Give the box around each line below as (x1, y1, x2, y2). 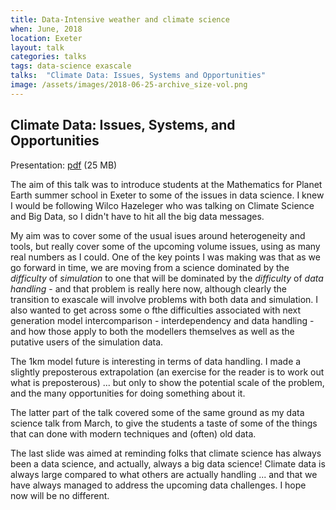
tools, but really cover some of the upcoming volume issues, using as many (10, 240, 321, 252)
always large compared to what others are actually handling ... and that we (10, 468, 318, 480)
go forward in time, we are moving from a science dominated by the (10, 261, 290, 273)
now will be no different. (10, 489, 110, 501)
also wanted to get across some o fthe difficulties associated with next (10, 304, 302, 316)
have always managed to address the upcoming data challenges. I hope (10, 479, 307, 491)
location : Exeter (10, 33, 83, 43)
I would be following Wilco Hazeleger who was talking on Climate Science (10, 199, 315, 211)
